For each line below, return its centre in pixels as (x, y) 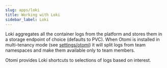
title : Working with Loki (33, 15)
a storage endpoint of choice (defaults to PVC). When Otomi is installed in (83, 39)
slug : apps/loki (22, 10)
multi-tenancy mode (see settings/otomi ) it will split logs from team (76, 45)
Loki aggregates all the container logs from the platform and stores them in (84, 34)
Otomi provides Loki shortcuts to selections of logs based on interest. (78, 60)
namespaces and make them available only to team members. (70, 50)
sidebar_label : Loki (27, 19)
